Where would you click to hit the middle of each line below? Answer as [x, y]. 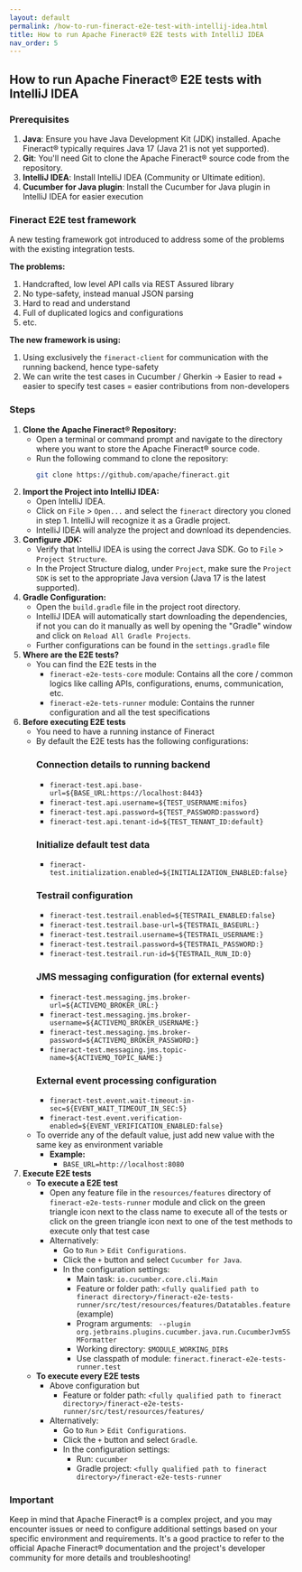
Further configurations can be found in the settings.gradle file [153, 646]
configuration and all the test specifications [129, 712]
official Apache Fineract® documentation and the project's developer [137, 1549]
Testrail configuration [84, 895]
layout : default [40, 18]
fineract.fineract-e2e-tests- [229, 1359]
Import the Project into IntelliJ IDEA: [91, 492]
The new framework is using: [65, 340]
